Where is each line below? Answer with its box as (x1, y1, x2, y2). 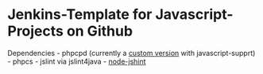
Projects (7, 22, 64, 40)
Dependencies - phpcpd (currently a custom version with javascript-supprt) (7, 48, 256, 57)
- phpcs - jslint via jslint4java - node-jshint (7, 57, 146, 66)
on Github (66, 22, 133, 40)
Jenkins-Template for (7, 6, 153, 24)
